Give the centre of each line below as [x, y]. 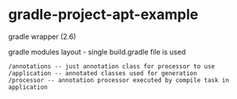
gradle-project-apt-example [103, 15]
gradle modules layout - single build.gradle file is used [97, 51]
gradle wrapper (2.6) [42, 36]
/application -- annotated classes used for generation [103, 73]
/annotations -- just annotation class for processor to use [112, 66]
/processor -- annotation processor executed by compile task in [118, 80]
